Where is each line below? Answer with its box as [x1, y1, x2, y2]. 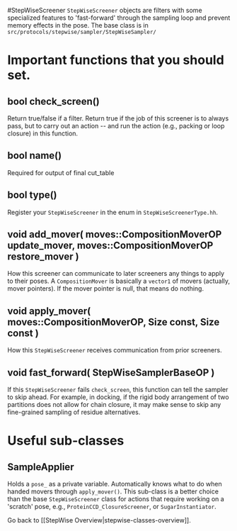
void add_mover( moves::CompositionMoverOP [7, 228, 222, 240]
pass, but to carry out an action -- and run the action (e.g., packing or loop [7, 122, 225, 130]
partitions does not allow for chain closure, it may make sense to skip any [7, 401, 221, 409]
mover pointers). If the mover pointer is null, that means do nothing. [7, 284, 204, 293]
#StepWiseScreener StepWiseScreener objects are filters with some [7, 6, 203, 14]
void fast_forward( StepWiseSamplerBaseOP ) [7, 367, 215, 379]
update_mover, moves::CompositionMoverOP [7, 240, 214, 252]
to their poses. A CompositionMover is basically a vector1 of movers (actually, [7, 276, 231, 286]
